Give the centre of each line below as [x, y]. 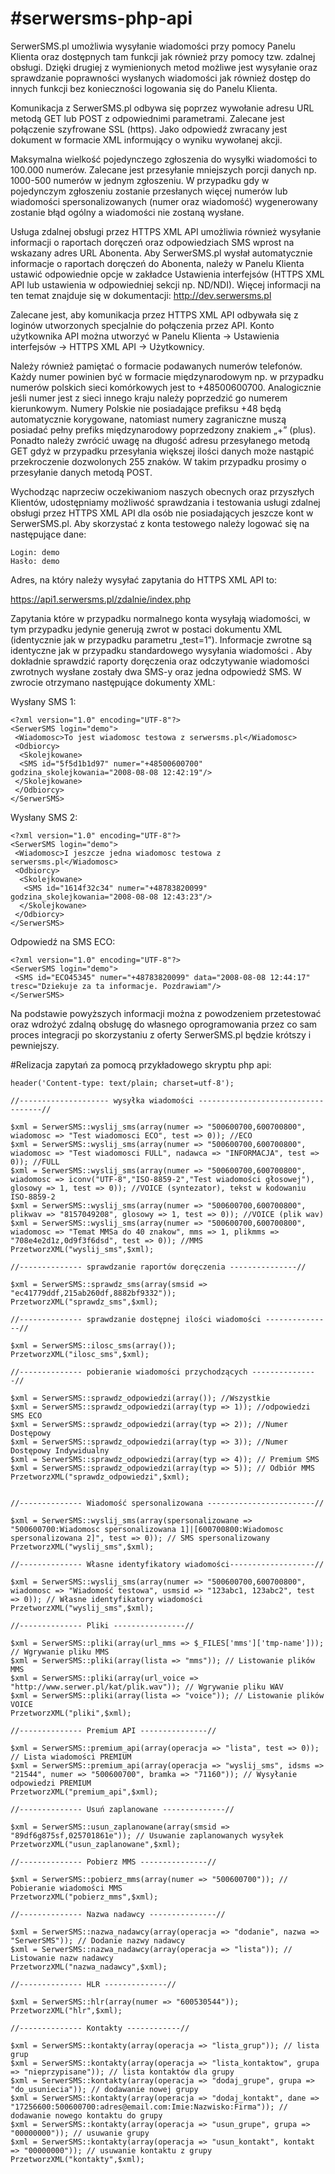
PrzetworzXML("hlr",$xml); [66, 2010]
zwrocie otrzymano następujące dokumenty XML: [113, 682]
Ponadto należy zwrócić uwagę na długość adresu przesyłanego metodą [160, 440]
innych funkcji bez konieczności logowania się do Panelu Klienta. [144, 88]
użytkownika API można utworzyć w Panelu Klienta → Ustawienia [145, 336]
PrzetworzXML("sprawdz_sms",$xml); [84, 1302]
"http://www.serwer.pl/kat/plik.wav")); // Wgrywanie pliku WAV [147, 1687]
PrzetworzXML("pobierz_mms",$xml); [84, 1897]
